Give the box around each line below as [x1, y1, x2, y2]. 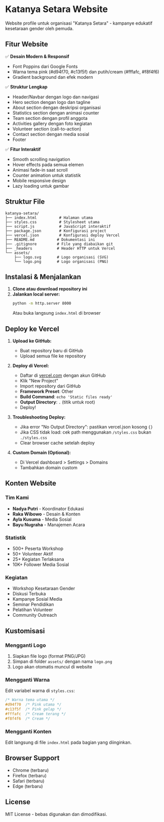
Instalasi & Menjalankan [5, 272, 81, 281]
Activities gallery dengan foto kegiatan [12, 120, 92, 126]
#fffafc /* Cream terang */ [5, 711, 66, 716]
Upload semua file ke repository [20, 353, 86, 359]
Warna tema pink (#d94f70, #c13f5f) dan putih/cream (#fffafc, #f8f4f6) [12, 69, 159, 75]
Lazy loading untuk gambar [12, 183, 69, 189]
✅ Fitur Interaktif [5, 146, 41, 152]
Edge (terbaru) [12, 783, 43, 789]
